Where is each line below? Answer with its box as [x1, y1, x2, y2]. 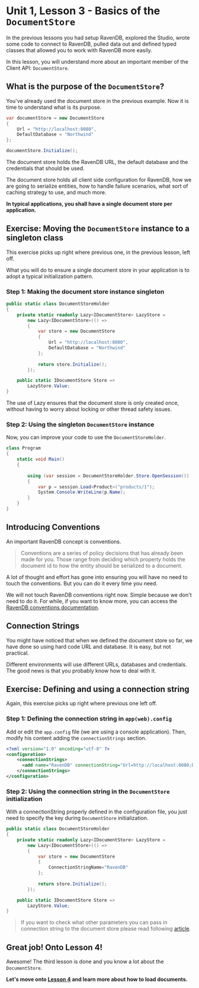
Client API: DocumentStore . [6, 64, 69, 72]
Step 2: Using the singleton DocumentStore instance [6, 420, 155, 429]
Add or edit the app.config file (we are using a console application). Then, [6, 728, 187, 735]
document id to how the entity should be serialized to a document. [20, 562, 182, 569]
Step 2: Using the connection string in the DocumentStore [6, 787, 170, 796]
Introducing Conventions [6, 522, 101, 532]
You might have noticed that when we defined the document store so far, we [6, 636, 192, 643]
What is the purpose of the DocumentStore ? [6, 82, 165, 92]
